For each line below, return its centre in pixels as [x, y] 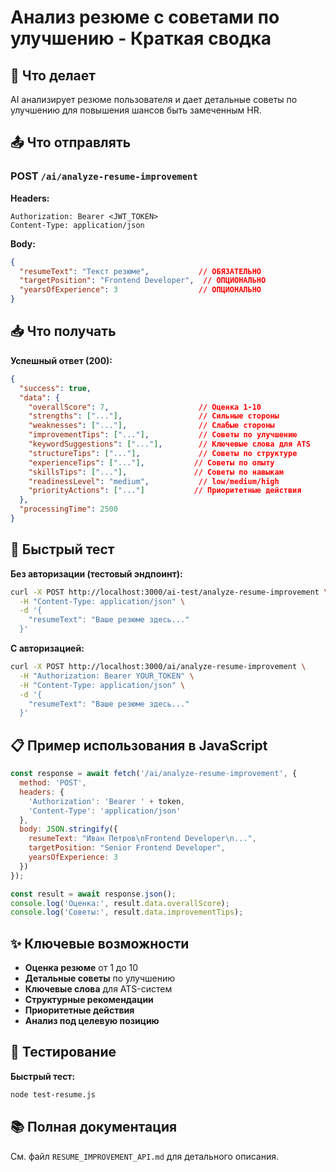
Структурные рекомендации [89, 1000]
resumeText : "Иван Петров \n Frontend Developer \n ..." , [142, 839]
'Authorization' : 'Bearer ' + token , [107, 801]
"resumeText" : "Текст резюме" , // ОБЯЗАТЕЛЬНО [140, 271]
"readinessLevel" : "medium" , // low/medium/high [154, 481]
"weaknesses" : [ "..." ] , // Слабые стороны [151, 426]
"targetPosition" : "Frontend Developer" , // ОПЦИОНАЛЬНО [143, 281]
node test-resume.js [53, 1094]
